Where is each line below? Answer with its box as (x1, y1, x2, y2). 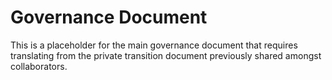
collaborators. (10, 60, 68, 72)
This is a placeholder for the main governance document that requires (10, 39, 298, 51)
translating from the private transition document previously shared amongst (10, 49, 322, 61)
